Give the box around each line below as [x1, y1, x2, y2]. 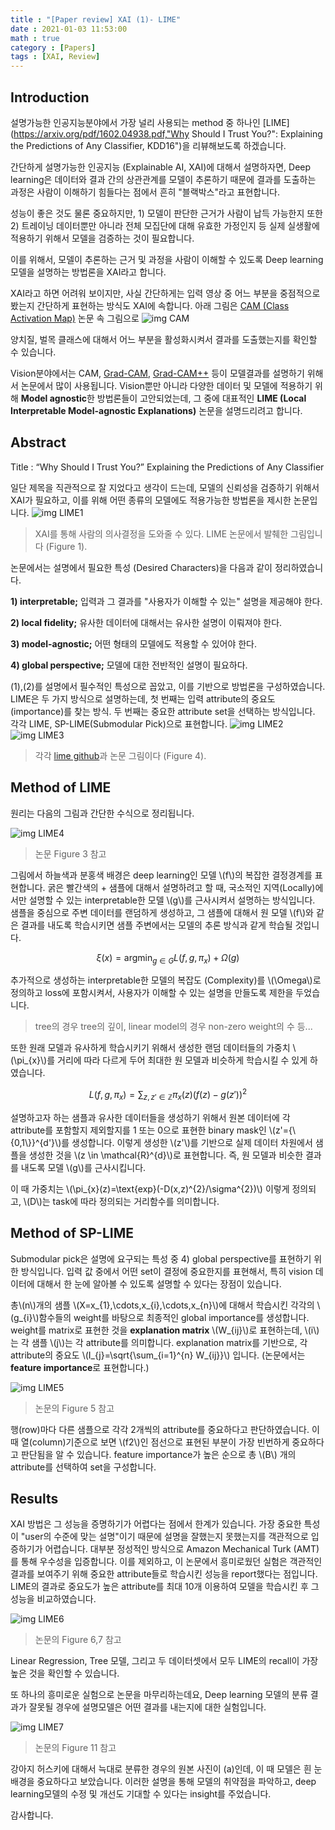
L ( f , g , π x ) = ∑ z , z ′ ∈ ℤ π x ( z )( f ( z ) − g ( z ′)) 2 [88, 1087, 248, 1103]
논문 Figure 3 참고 [34, 847, 107, 860]
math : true [10, 33, 60, 43]
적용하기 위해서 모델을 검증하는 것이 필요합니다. [10, 232, 195, 244]
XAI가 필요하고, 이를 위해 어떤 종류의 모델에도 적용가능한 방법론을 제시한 [10, 494, 292, 506]
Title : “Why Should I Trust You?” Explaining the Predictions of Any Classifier [10, 461, 325, 473]
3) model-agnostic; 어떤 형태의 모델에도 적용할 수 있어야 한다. [10, 637, 258, 650]
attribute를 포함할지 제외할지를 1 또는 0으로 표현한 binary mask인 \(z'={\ [10, 1124, 297, 1136]
